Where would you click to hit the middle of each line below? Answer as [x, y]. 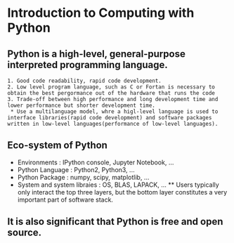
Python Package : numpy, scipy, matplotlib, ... [83, 177]
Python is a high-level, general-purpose [97, 54]
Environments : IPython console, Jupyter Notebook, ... [96, 162]
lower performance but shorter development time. [82, 105]
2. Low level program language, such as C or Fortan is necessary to [111, 87]
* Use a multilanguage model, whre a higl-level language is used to [114, 112]
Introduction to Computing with [101, 13]
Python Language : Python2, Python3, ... [76, 169]
